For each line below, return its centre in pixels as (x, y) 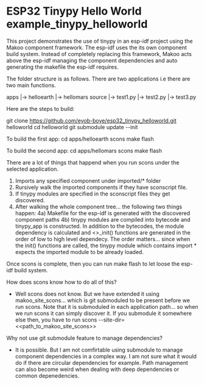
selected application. (33, 169)
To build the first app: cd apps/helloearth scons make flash (80, 139)
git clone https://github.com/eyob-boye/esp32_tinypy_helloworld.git (91, 121)
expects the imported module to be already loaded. (79, 252)
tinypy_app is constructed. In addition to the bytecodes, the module (100, 226)
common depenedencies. (47, 375)
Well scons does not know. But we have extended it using (87, 294)
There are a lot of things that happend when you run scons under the (93, 162)
